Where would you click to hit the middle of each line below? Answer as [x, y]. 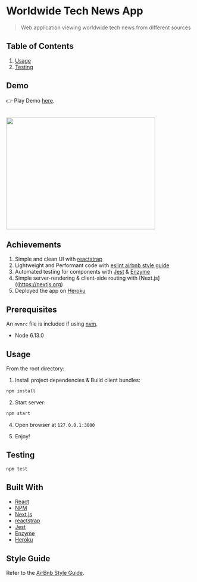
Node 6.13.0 [29, 336]
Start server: [30, 402]
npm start [18, 413]
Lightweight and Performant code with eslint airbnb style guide [92, 265]
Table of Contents [40, 46]
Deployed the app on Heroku [50, 291]
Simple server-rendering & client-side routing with [76, 278]
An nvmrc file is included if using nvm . [52, 324]
